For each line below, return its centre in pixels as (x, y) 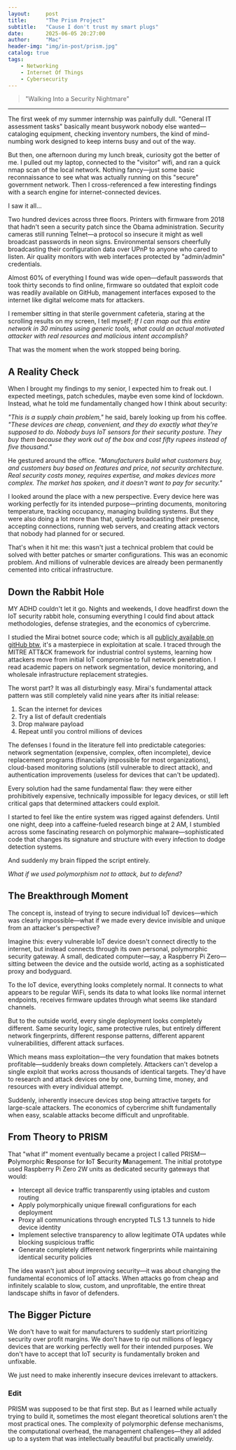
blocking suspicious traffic (56, 1242)
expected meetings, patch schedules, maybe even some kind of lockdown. (116, 396)
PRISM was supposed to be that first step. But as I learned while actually (112, 1409)
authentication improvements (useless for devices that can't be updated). (114, 775)
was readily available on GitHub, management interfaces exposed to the (112, 293)
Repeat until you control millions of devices (80, 731)
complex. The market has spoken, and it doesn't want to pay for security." (115, 483)
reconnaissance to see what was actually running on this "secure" (103, 177)
